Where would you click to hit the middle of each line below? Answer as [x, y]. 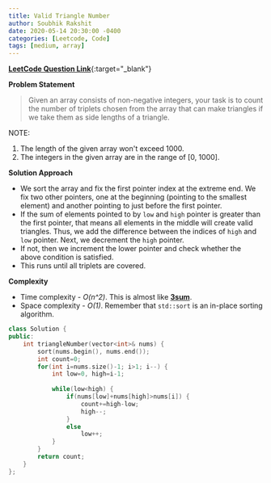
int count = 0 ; [59, 359]
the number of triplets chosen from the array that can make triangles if [146, 109]
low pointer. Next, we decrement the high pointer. [102, 240]
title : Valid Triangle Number [59, 16]
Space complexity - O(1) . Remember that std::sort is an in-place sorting [141, 306]
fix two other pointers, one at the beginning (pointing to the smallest [133, 197]
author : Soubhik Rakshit [50, 23]
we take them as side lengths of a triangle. [99, 117]
